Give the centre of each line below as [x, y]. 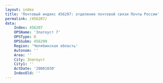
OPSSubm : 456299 [31, 41]
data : [11, 23]
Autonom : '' [26, 50]
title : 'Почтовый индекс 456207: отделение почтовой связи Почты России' [82, 14]
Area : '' [23, 55]
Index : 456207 [28, 28]
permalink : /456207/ [26, 19]
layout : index [20, 10]
